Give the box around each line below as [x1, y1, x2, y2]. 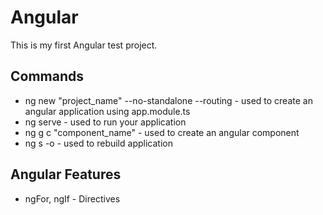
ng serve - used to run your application [24, 116, 187, 128]
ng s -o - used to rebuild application [24, 137, 173, 149]
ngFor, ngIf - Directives [24, 192, 121, 205]
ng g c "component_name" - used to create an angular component [24, 126, 300, 138]
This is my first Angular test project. [10, 39, 158, 51]
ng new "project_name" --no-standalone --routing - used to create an [24, 94, 313, 106]
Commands [10, 68, 85, 85]
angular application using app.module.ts [24, 105, 191, 117]
